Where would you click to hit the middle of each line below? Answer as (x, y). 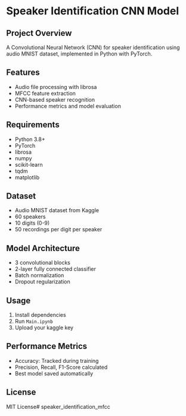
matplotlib (27, 177)
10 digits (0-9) (32, 223)
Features (23, 73)
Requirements (33, 125)
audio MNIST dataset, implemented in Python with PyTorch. (79, 54)
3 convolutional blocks (42, 263)
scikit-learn (29, 164)
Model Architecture (43, 248)
